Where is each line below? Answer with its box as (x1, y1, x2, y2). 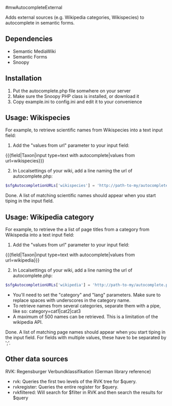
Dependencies (5, 34, 53, 43)
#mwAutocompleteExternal (5, 5, 62, 10)
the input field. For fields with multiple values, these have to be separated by (5, 335, 166, 340)
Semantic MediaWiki (12, 48, 56, 54)
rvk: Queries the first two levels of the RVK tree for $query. (12, 378, 137, 384)
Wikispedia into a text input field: (5, 232, 74, 238)
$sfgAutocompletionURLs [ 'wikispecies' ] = (5, 183, 95, 188)
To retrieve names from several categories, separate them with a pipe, (12, 303, 161, 308)
